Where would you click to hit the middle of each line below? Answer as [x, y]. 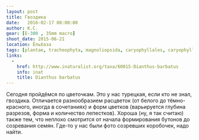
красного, [19, 107]
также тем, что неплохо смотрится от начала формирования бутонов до [98, 119]
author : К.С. [22, 28]
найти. [14, 132]
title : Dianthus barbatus [49, 77]
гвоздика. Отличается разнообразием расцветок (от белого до [86, 100]
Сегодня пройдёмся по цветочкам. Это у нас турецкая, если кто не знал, [99, 95]
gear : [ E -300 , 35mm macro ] [41, 34]
